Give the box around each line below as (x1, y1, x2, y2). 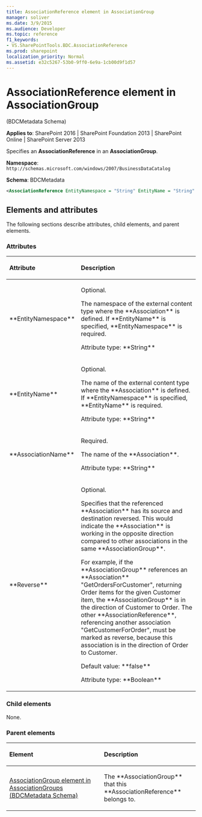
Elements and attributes (6, 204, 98, 215)
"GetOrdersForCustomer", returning (81, 581, 182, 589)
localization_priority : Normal (6, 54, 85, 60)
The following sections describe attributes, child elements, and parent (6, 221, 179, 228)
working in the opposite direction (81, 529, 174, 538)
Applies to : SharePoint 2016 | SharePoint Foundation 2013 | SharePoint (6, 130, 182, 137)
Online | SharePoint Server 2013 (6, 136, 85, 144)
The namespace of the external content (81, 300, 192, 308)
